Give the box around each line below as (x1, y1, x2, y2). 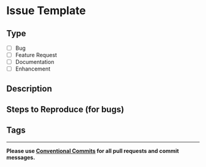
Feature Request (15, 52, 57, 59)
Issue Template (6, 4, 86, 18)
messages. (6, 153, 36, 161)
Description (6, 83, 52, 94)
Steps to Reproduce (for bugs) (6, 104, 124, 115)
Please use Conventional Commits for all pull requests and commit (6, 147, 179, 154)
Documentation (15, 58, 55, 66)
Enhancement (15, 65, 51, 72)
